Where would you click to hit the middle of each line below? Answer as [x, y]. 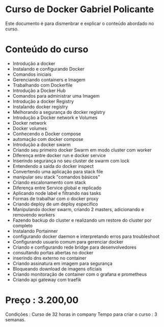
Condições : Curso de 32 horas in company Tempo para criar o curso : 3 [81, 314]
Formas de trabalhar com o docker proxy [56, 198]
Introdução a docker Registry [43, 101]
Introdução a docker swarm [42, 144]
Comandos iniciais [32, 74]
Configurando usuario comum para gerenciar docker [68, 242]
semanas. [16, 319]
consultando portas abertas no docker [53, 252]
